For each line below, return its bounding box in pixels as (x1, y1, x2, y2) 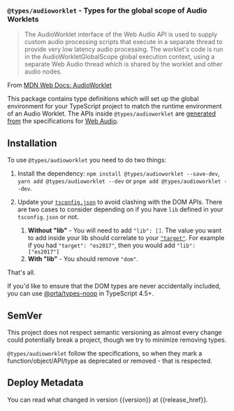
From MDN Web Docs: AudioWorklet (7, 81, 112, 90)
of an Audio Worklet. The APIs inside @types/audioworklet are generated (7, 109, 217, 118)
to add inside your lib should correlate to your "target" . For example (27, 234, 225, 242)
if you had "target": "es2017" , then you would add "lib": (27, 241, 196, 250)
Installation (7, 137, 57, 149)
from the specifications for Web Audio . (7, 117, 119, 125)
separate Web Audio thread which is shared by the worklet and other (24, 60, 223, 69)
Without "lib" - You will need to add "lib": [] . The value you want (27, 226, 222, 235)
